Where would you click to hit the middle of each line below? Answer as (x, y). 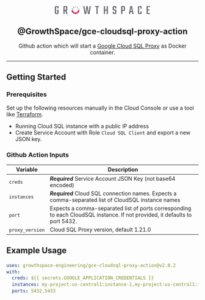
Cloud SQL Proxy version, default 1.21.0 (100, 230)
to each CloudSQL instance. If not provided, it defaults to (121, 215)
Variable (27, 170)
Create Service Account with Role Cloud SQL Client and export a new (103, 132)
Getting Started (36, 77)
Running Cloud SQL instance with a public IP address (82, 126)
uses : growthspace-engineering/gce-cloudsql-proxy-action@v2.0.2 (91, 265)
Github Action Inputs (38, 155)
